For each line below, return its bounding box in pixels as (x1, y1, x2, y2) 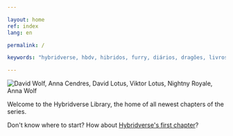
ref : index (7, 22, 39, 30)
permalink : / (7, 42, 45, 49)
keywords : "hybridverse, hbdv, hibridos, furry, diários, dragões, (7, 54, 207, 61)
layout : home (7, 16, 45, 23)
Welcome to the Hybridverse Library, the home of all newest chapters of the (7, 100, 224, 108)
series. (7, 108, 26, 116)
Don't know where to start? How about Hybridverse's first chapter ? (7, 121, 199, 129)
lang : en (7, 29, 33, 36)
